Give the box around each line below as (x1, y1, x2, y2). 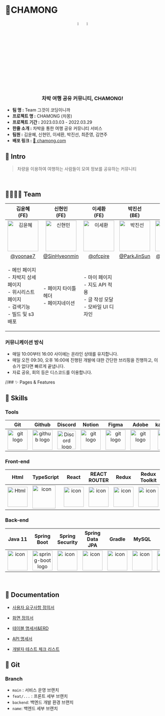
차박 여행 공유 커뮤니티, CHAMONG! (41, 95, 124, 102)
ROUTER (88, 477, 109, 484)
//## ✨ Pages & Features (5, 379, 55, 385)
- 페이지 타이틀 (43, 285, 77, 292)
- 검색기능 (7, 303, 30, 310)
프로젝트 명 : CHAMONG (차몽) (12, 113, 72, 119)
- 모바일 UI (83, 303, 108, 310)
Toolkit (140, 477, 157, 484)
